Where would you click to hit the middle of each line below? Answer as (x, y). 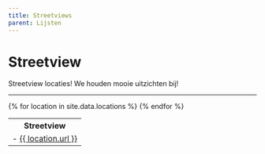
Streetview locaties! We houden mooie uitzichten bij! (93, 84)
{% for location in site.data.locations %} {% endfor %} (96, 107)
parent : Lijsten (35, 23)
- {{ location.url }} (45, 139)
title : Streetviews (40, 15)
